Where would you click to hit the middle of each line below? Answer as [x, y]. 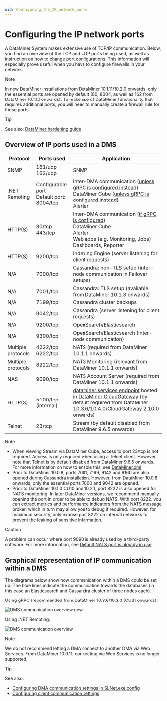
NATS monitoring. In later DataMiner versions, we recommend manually [85, 494]
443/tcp [46, 233]
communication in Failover [117, 274]
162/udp [46, 173]
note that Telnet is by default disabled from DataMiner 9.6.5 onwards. [83, 462]
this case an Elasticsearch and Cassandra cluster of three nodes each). [78, 591]
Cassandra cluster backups [105, 302]
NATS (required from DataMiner [110, 347]
